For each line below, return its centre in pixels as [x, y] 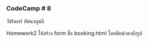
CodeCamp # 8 [29, 8]
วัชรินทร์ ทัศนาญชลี [25, 21]
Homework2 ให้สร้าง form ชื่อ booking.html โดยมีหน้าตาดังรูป [74, 33]
